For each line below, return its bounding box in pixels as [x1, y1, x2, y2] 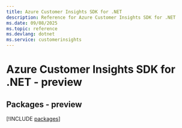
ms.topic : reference [6, 25, 58, 32]
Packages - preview [6, 99, 82, 109]
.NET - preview [6, 76, 82, 89]
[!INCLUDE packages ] [6, 115, 61, 122]
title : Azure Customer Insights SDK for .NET [6, 8, 122, 15]
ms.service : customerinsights [6, 37, 82, 43]
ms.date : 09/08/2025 [6, 20, 58, 26]
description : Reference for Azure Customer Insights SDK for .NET [6, 14, 176, 20]
